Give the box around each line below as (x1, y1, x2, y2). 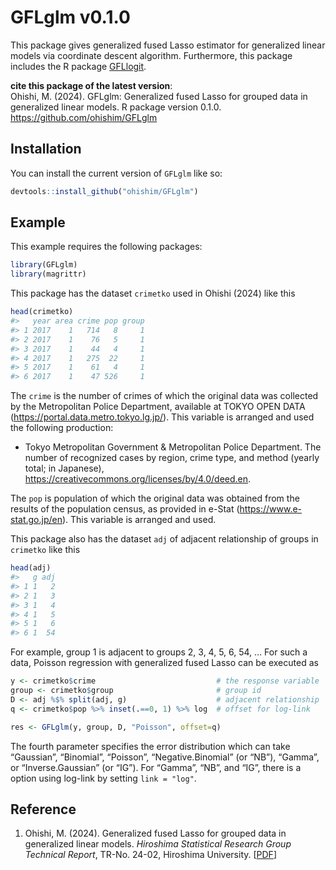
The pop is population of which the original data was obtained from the (10, 492, 300, 505)
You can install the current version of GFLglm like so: (10, 167, 223, 179)
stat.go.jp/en (10, 514, 63, 526)
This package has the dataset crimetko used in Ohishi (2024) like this (10, 287, 296, 300)
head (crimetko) (10, 307, 74, 317)
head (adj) (10, 563, 52, 573)
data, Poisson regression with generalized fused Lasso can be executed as (10, 657, 319, 669)
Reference (10, 801, 77, 818)
